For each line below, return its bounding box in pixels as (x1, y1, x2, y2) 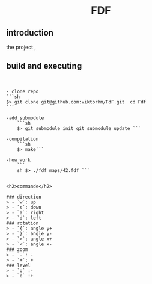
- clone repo (6, 88, 39, 94)
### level (6, 262, 31, 268)
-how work (6, 157, 31, 163)
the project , (6, 43, 37, 51)
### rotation (6, 220, 39, 226)
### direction (6, 194, 42, 200)
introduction (6, 28, 54, 38)
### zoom (6, 246, 28, 253)
